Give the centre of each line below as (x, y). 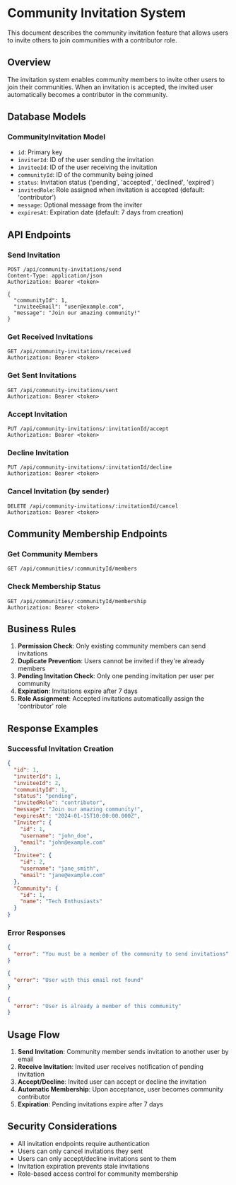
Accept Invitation (37, 414)
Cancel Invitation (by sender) (58, 491)
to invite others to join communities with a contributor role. (92, 40)
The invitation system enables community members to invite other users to (116, 79)
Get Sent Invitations (42, 375)
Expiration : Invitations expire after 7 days (77, 691)
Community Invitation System (96, 13)
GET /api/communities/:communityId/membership (77, 601)
